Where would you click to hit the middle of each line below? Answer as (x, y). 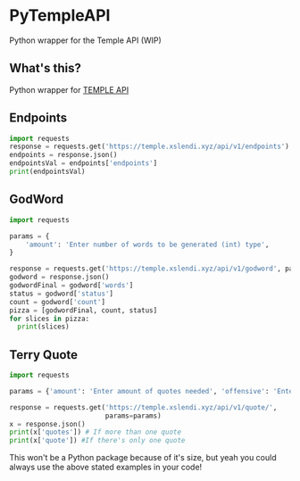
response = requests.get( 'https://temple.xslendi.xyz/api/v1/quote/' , (143, 407)
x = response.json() (48, 424)
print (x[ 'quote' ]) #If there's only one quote (97, 441)
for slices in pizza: (50, 319)
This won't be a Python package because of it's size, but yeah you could (143, 458)
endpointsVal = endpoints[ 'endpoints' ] (83, 163)
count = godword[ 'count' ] (57, 302)
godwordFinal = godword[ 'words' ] (71, 286)
